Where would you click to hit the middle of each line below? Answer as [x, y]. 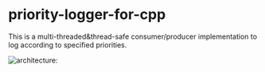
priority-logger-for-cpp [87, 15]
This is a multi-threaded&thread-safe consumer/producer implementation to [132, 36]
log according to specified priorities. [68, 44]
